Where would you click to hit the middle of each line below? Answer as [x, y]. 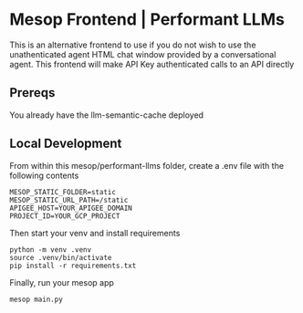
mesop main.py [37, 299]
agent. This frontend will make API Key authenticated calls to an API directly [152, 64]
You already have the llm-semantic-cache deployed [106, 115]
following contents [44, 175]
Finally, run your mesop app [62, 282]
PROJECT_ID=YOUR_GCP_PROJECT [65, 216]
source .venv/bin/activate [61, 257]
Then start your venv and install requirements [95, 233]
